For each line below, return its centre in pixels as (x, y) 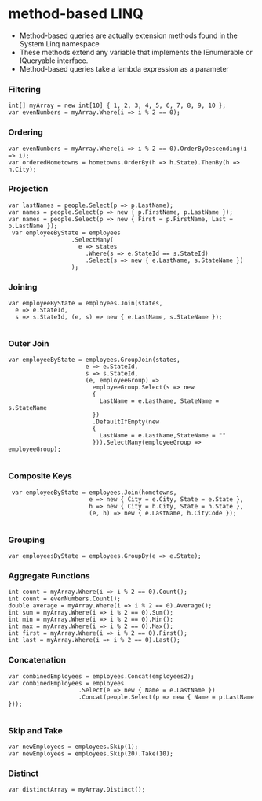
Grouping (27, 540)
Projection (28, 189)
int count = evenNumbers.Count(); (65, 599)
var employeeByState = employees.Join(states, (86, 304)
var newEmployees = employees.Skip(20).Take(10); (91, 753)
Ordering (25, 132)
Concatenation (37, 660)
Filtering (24, 89)
